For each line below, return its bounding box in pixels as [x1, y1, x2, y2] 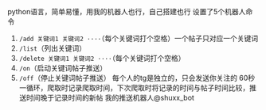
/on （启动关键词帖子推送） [18, 63, 108, 73]
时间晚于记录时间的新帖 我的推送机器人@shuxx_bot [25, 93, 194, 102]
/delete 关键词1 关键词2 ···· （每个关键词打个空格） [18, 54, 186, 63]
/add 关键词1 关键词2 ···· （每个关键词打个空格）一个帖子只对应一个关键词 [18, 34, 259, 43]
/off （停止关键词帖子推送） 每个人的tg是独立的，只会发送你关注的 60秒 [18, 74, 256, 82]
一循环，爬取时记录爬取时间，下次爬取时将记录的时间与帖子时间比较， [18, 83, 250, 93]
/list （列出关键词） [18, 44, 87, 53]
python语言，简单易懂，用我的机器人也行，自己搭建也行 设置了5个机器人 [7, 7, 246, 16]
